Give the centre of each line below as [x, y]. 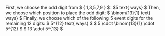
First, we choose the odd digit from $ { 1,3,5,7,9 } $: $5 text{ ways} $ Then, [83, 8]
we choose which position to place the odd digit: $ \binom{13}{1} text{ [78, 13]
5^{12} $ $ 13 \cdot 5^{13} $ [34, 29]
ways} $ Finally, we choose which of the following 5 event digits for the [79, 18]
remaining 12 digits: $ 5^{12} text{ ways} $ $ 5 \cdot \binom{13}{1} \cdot [80, 23]
